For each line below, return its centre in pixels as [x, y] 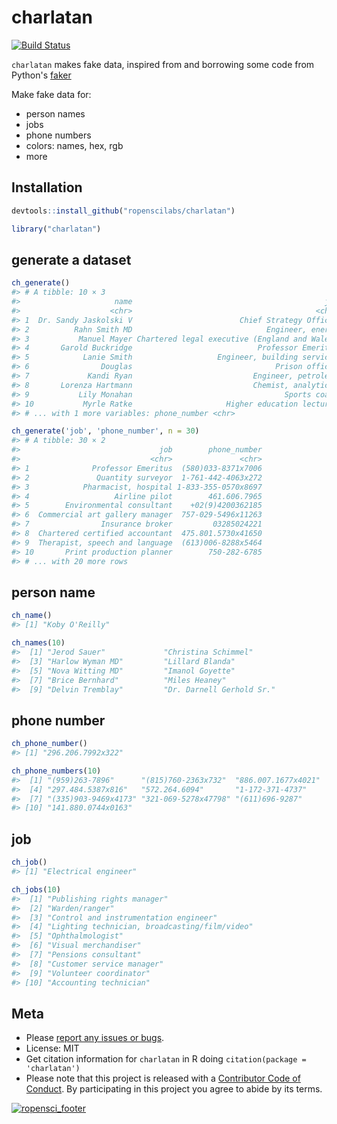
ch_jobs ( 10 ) [36, 889]
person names [55, 113]
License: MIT [52, 1048]
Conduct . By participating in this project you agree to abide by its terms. [174, 1089]
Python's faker [41, 75]
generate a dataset [71, 259]
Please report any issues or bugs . [95, 1038]
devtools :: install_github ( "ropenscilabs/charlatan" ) [123, 211]
